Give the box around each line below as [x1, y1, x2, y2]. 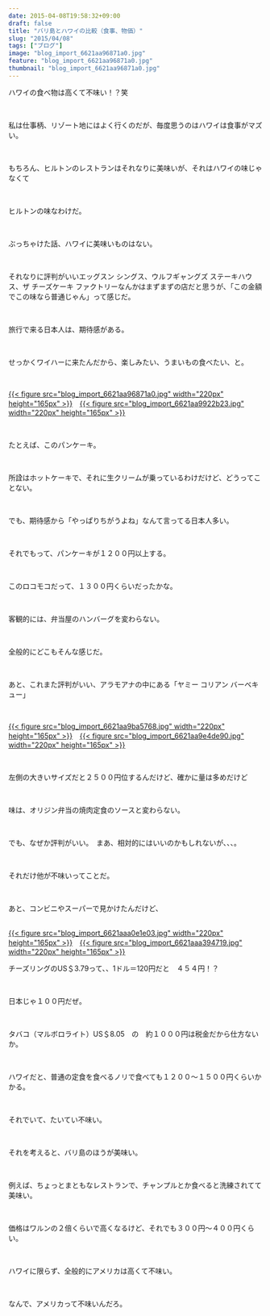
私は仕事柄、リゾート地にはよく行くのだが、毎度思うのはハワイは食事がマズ [8, 120, 263, 130]
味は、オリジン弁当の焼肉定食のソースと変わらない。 [8, 804, 185, 815]
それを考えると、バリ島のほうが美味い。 [8, 1147, 143, 1157]
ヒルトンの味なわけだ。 [8, 206, 86, 215]
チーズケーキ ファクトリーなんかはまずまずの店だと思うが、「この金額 [31, 282, 263, 291]
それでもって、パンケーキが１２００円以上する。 [8, 548, 171, 558]
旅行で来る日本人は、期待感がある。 [8, 324, 129, 334]
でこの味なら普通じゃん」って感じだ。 [8, 291, 135, 301]
